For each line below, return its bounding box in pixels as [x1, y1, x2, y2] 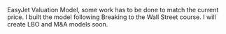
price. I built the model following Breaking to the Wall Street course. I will [7, 13, 216, 21]
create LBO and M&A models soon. [7, 20, 108, 28]
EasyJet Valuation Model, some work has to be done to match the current [7, 6, 219, 14]
